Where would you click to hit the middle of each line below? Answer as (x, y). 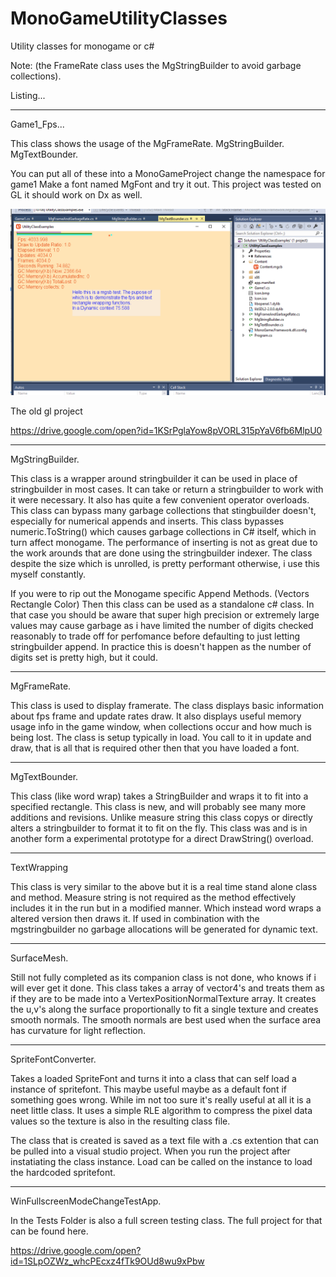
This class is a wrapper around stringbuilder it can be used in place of (154, 479)
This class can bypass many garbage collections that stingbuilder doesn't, (163, 511)
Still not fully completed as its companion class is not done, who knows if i (163, 978)
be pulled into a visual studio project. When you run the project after (150, 1151)
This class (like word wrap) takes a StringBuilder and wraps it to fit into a (159, 796)
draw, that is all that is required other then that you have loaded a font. (155, 748)
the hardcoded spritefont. (63, 1173)
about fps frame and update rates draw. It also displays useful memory (156, 716)
